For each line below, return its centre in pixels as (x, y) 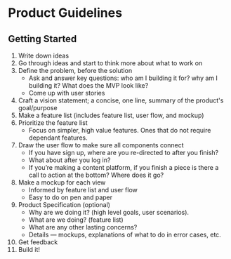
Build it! (29, 250)
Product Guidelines (65, 13)
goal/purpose (38, 108)
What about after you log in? (70, 160)
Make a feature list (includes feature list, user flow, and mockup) (111, 115)
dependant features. (58, 138)
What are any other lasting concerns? (83, 227)
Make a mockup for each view (62, 182)
